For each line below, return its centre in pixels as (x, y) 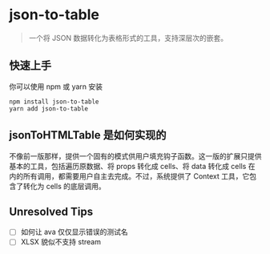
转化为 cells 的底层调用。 (64, 186)
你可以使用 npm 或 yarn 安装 (56, 87)
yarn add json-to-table (49, 109)
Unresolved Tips (51, 211)
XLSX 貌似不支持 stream (60, 242)
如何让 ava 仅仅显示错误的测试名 (74, 232)
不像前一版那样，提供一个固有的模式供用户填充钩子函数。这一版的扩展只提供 (135, 156)
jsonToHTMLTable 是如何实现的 (88, 135)
